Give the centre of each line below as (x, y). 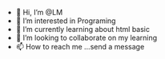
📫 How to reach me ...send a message (80, 47)
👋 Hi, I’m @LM (39, 12)
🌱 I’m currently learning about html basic (83, 29)
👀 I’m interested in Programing (66, 21)
